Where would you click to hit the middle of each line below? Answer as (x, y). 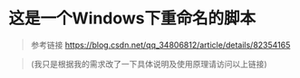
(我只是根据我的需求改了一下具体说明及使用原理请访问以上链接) (149, 64)
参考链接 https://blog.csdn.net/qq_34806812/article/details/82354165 (160, 45)
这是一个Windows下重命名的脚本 (132, 18)
